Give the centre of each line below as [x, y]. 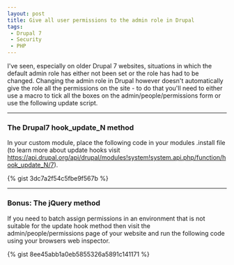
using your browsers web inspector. [58, 241]
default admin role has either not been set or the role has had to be [103, 73]
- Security [26, 40]
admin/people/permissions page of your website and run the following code [116, 233]
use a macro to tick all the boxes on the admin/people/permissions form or [114, 96]
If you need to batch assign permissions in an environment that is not [106, 218]
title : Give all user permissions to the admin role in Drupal [101, 20]
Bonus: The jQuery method [54, 203]
